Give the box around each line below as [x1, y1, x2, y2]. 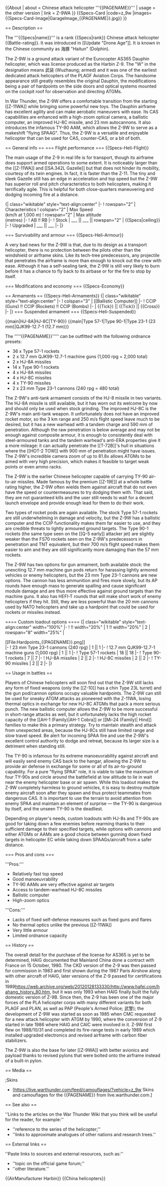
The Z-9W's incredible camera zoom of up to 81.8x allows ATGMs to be [5, 453, 151, 459]
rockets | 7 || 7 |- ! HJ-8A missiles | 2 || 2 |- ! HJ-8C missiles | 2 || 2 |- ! [8, 655, 153, 661]
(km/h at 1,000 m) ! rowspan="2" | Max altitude [5, 212, 102, 218]
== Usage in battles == [5, 670, 53, 676]
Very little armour [12, 927, 48, 933]
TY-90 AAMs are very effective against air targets [12, 882, 114, 887]
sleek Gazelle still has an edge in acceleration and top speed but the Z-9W [5, 176, 158, 181]
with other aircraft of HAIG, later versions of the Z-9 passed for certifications [5, 973, 162, 979]
